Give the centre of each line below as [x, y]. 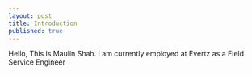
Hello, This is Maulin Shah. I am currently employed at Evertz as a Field [126, 54]
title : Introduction [43, 23]
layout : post [30, 16]
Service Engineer [37, 62]
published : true [36, 31]
